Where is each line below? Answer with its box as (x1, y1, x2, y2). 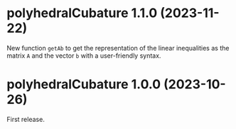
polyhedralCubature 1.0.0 (6, 76, 161, 93)
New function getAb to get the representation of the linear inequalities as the (6, 43, 230, 52)
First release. (6, 115, 45, 123)
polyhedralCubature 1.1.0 (6, 5, 158, 21)
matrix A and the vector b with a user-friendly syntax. (6, 51, 161, 60)
